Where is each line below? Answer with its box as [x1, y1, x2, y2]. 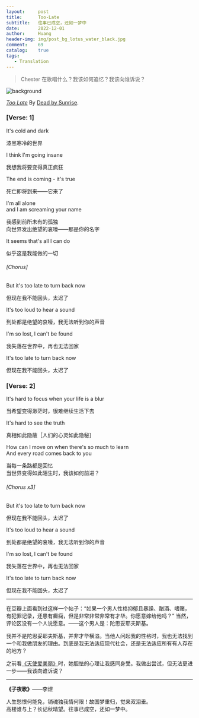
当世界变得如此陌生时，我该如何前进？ [6, 470, 99, 477]
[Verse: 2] [6, 381, 36, 390]
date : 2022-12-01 [6, 25, 65, 31]
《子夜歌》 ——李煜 [6, 685, 53, 692]
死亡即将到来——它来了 [6, 188, 63, 195]
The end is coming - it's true [6, 175, 76, 182]
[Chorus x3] [6, 483, 36, 491]
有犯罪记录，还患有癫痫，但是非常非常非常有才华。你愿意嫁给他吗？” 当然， [6, 612, 192, 619]
